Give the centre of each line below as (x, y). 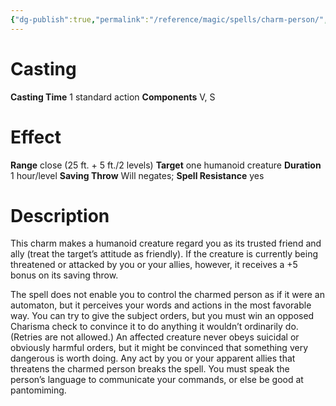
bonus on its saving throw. (64, 275)
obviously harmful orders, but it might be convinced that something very (159, 348)
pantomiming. (38, 390)
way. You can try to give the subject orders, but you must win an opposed (162, 316)
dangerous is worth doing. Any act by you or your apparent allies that (153, 358)
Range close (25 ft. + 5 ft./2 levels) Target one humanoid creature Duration (166, 165)
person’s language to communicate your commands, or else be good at (157, 380)
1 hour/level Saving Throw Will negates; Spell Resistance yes (137, 175)
